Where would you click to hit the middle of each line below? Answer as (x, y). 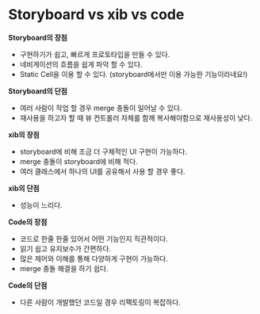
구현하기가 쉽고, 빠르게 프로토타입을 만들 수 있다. (95, 54)
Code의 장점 (28, 222)
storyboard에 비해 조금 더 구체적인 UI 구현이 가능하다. (103, 151)
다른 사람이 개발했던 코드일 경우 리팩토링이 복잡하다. (100, 302)
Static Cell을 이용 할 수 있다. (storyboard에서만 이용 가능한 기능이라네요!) (134, 74)
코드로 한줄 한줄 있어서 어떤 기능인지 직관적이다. (94, 239)
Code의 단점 (28, 285)
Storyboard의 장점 (38, 37)
